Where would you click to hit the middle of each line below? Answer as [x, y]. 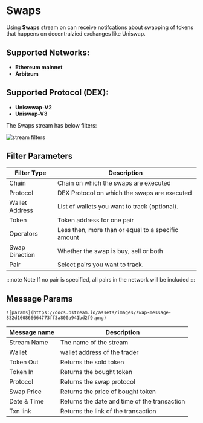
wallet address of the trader [99, 352]
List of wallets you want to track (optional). [118, 207]
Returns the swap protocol [98, 382]
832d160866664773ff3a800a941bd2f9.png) [56, 318]
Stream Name [29, 343]
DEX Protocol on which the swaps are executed [124, 193]
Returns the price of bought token [108, 392]
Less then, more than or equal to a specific [118, 230]
